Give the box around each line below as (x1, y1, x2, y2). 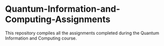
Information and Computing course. (5, 35, 77, 41)
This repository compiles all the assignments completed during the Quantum (5, 30, 160, 36)
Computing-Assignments (5, 14, 111, 25)
